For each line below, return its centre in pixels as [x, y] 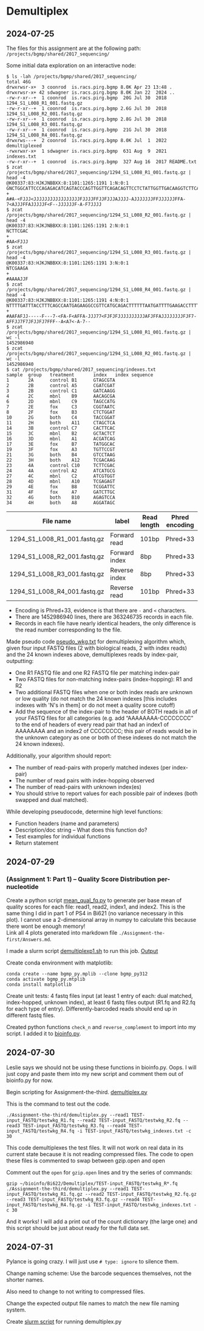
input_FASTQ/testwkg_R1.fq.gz [45, 1194]
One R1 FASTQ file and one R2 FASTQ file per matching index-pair [97, 673]
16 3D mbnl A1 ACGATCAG [61, 439]
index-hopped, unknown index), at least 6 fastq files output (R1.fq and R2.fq [101, 1002]
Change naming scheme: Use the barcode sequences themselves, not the [99, 1273]
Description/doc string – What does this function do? [81, 830]
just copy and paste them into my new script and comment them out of [95, 1073]
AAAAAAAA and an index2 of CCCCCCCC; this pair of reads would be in [106, 731]
